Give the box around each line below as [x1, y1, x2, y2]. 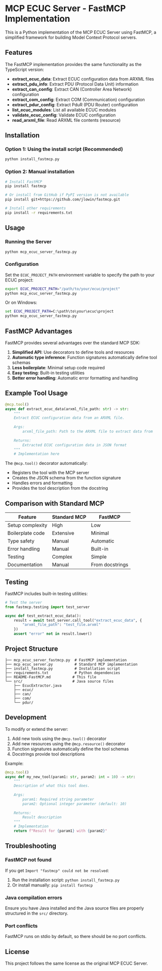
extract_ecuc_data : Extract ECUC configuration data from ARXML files [12, 76, 154, 82]
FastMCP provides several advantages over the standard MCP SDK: [5, 340, 141, 346]
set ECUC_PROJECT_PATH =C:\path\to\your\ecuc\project [5, 309, 114, 314]
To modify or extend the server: [5, 726, 68, 732]
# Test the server [5, 600, 42, 605]
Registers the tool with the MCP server [12, 470, 90, 476]
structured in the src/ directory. [5, 910, 69, 916]
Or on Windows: [5, 299, 37, 306]
